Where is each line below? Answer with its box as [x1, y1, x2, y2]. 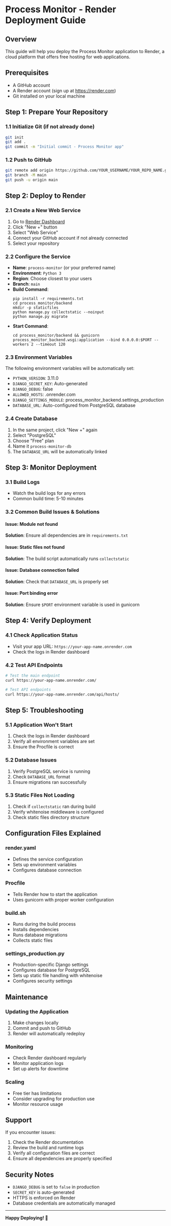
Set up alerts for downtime [12, 1066, 69, 1072]
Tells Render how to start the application [12, 891, 98, 897]
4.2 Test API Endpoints [5, 661, 63, 668]
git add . [5, 140, 26, 145]
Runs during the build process [12, 921, 76, 927]
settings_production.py [5, 950, 65, 957]
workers [12, 342, 29, 347]
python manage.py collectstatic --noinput [12, 310, 104, 315]
